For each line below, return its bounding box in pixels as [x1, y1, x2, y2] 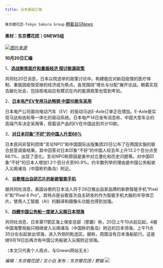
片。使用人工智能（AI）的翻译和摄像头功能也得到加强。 [5, 198, 116, 204]
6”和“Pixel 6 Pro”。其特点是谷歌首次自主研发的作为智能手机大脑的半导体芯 [5, 192, 154, 198]
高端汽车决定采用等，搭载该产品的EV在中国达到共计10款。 [5, 120, 122, 126]
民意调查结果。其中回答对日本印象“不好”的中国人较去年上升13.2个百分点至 [9, 147, 158, 153]
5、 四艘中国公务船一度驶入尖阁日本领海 [5, 208, 85, 214]
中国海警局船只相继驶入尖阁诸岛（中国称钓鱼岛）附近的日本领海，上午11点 [5, 225, 154, 231]
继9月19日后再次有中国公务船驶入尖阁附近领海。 [5, 237, 102, 243]
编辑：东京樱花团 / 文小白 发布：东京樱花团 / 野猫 [5, 258, 104, 264]
